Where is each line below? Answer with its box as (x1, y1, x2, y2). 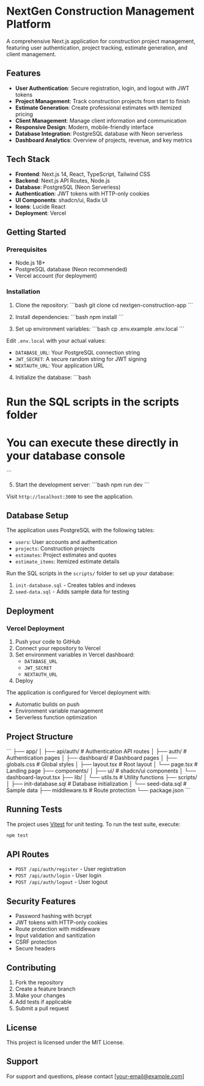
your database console (6, 449, 125, 463)
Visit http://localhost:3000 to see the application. (6, 493, 134, 500)
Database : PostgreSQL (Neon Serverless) (15, 183, 121, 191)
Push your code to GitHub (15, 638, 81, 645)
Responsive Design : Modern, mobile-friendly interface (15, 123, 154, 131)
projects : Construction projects (15, 545, 95, 552)
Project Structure (6, 732, 73, 742)
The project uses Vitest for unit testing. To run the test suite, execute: (6, 820, 181, 827)
